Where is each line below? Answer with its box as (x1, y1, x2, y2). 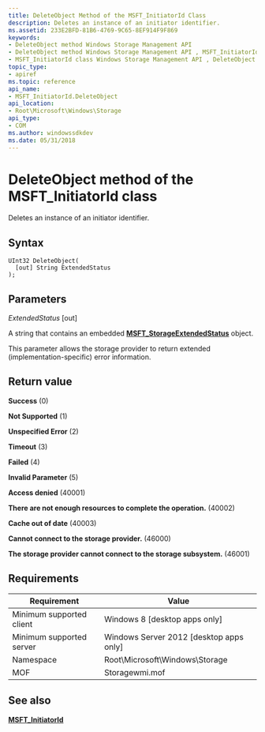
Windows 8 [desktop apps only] (103, 614, 223, 625)
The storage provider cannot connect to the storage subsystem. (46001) (8, 549, 250, 558)
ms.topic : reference (8, 77, 77, 85)
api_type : (8, 114, 41, 122)
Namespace (12, 654, 58, 665)
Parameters (8, 292, 67, 306)
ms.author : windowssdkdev (8, 129, 93, 137)
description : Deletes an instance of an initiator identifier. (8, 19, 221, 27)
